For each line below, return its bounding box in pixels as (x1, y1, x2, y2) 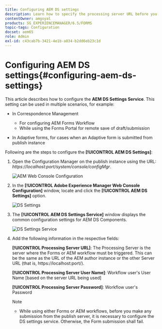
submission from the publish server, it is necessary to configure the (19, 313, 154, 319)
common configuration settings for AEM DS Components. (12, 217, 127, 222)
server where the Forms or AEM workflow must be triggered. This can (12, 250, 152, 256)
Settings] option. (12, 192, 47, 199)
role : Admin (5, 34, 29, 39)
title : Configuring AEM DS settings (5, 7, 79, 12)
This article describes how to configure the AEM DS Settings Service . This (5, 96, 155, 102)
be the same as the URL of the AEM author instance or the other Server (12, 255, 155, 261)
